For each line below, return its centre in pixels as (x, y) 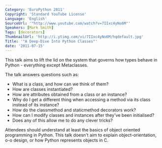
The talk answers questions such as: (42, 74)
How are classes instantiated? (42, 89)
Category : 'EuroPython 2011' (35, 10)
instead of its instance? (36, 105)
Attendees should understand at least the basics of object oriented (73, 129)
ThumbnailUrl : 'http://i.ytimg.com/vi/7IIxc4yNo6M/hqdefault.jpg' (74, 37)
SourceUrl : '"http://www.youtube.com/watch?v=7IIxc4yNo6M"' (68, 23)
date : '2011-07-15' (25, 46)
